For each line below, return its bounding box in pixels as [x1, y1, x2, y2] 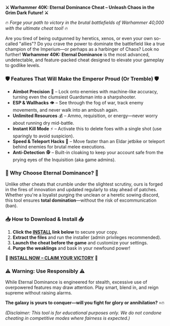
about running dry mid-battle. [12, 120, 74, 126]
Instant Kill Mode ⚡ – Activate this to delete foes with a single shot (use [12, 126, 162, 132]
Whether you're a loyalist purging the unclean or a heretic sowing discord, [5, 192, 160, 198]
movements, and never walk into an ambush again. [12, 107, 119, 113]
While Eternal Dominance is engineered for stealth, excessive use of [5, 279, 148, 285]
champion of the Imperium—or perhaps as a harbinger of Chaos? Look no [5, 46, 159, 52]
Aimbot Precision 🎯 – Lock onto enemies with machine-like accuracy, [12, 89, 158, 95]
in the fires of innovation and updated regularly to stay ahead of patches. [5, 186, 158, 192]
